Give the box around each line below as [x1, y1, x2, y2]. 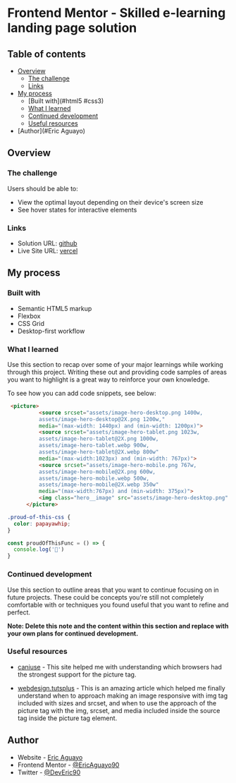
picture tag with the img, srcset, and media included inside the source [17, 706, 221, 715]
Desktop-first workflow [17, 327, 85, 335]
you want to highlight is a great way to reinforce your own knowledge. [7, 375, 210, 384]
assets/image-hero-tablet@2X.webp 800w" [38, 449, 159, 456]
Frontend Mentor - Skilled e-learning [7, 5, 226, 21]
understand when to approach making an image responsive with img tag [17, 691, 228, 700]
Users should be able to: [7, 184, 79, 193]
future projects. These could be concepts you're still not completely [7, 593, 204, 601]
